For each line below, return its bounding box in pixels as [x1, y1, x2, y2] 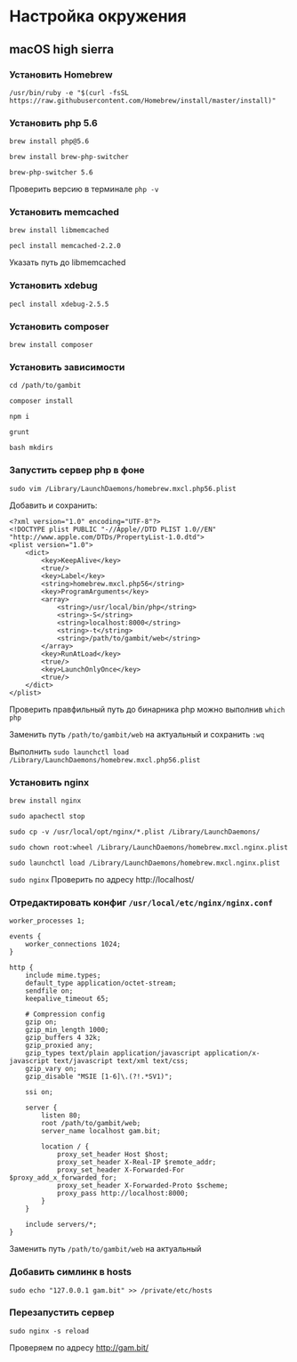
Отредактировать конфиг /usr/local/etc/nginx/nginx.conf [9, 896, 273, 908]
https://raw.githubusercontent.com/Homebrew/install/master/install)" [9, 96, 277, 105]
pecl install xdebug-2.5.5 [9, 300, 109, 309]
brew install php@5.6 [9, 137, 90, 146]
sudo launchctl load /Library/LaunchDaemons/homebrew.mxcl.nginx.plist [9, 858, 280, 867]
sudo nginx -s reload [9, 1326, 90, 1335]
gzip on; [25, 1018, 58, 1027]
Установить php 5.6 [9, 117, 98, 129]
